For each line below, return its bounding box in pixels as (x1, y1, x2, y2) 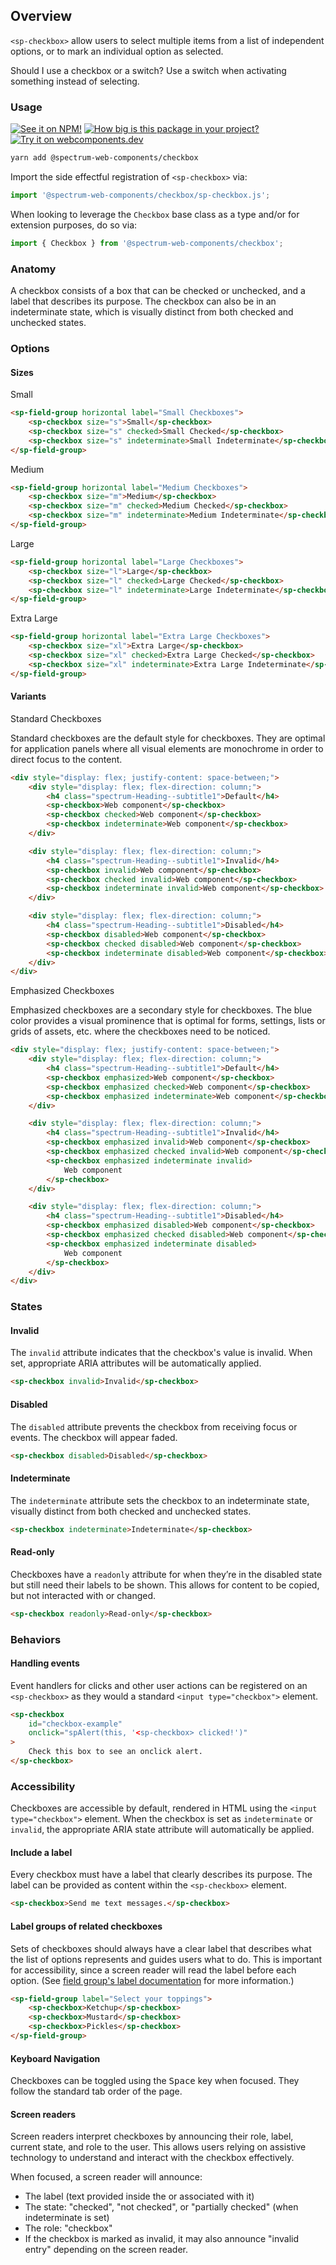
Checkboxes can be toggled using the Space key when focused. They (10, 2075, 300, 2087)
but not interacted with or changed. (10, 1589, 157, 1601)
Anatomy (10, 262, 57, 276)
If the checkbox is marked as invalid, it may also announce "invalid (24, 2233, 300, 2245)
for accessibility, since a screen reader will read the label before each (10, 1964, 297, 1976)
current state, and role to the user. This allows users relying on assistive (10, 2141, 307, 2153)
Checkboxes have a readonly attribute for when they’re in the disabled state (10, 1568, 323, 1580)
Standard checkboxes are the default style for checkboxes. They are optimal (10, 732, 326, 744)
